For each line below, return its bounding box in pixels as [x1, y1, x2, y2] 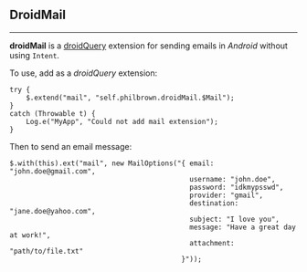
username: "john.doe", [189, 174, 276, 183]
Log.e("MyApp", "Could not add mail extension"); [26, 117, 219, 126]
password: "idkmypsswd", [189, 183, 284, 192]
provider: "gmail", [189, 191, 263, 200]
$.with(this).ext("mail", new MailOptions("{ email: [9, 159, 215, 168]
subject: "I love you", [189, 214, 281, 224]
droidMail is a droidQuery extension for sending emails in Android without [9, 40, 288, 51]
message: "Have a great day [189, 223, 297, 232]
